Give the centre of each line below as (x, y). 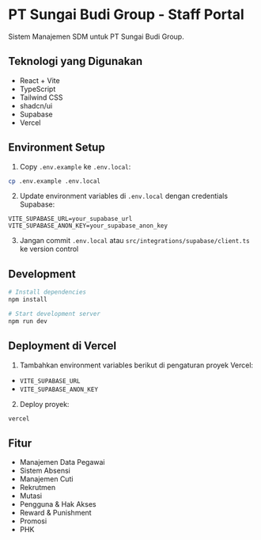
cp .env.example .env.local (55, 181)
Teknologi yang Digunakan (76, 61)
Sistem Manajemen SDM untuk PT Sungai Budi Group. (96, 36)
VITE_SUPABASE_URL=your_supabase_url (70, 219)
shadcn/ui (36, 105)
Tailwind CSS (41, 97)
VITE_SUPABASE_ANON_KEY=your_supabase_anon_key (88, 226)
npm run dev (28, 321)
